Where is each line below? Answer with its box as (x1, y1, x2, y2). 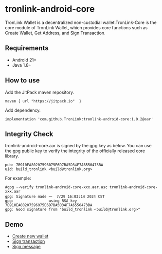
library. (5, 153, 19, 159)
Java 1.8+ (12, 62, 32, 68)
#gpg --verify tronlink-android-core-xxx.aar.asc (5, 185, 108, 190)
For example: (5, 176, 32, 181)
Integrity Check (5, 130, 54, 138)
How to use (5, 77, 40, 85)
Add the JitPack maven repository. (5, 89, 74, 95)
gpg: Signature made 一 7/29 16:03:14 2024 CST (5, 194, 105, 199)
